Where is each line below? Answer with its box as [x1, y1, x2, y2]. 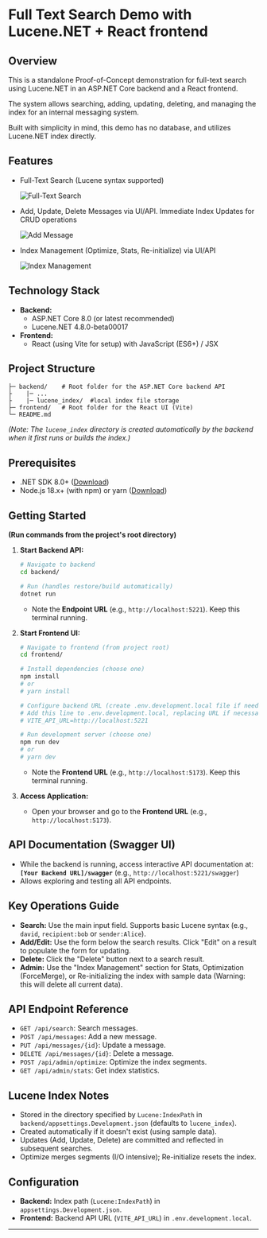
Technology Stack [8, 284, 100, 297]
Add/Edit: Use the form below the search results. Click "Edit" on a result [19, 937, 257, 947]
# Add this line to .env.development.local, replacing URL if [19, 709, 230, 717]
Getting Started [8, 509, 87, 522]
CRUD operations [19, 215, 77, 224]
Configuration [8, 1175, 79, 1189]
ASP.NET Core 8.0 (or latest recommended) [31, 313, 175, 323]
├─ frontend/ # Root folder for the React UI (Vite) [8, 404, 194, 412]
